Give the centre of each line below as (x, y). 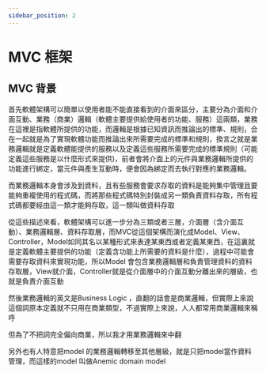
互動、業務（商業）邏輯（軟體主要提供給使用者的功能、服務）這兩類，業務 (136, 119)
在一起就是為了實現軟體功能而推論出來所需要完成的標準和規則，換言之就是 (129, 138)
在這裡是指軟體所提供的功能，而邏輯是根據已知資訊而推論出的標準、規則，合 (133, 129)
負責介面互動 (43, 281)
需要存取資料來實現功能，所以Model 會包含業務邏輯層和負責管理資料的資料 (131, 261)
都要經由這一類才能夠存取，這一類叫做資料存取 (98, 205)
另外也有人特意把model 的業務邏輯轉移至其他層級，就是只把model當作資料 (130, 351)
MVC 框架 (40, 57)
